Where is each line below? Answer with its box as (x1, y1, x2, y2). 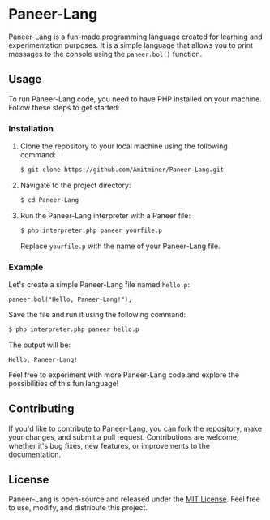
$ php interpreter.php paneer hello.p (8, 325, 139, 333)
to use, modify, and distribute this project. (8, 503, 148, 513)
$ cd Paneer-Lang (19, 196, 79, 204)
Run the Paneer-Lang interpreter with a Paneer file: (19, 210, 191, 220)
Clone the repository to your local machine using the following (19, 141, 229, 151)
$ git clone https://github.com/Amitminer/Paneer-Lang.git (19, 165, 225, 174)
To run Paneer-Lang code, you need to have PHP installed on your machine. (8, 94, 262, 104)
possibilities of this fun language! (8, 378, 119, 388)
